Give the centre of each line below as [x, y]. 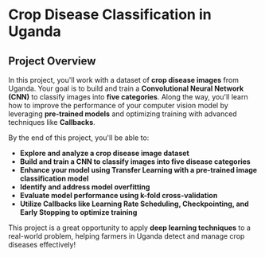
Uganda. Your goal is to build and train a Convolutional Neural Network [126, 88]
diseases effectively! [42, 245]
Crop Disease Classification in [110, 15]
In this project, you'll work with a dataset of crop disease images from [123, 80]
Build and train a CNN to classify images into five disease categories [135, 162]
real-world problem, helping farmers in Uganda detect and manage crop [127, 236]
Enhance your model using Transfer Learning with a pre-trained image [138, 170]
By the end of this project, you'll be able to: [79, 138]
